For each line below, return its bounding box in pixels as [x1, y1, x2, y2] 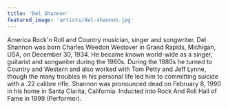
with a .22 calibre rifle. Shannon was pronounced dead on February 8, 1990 [7, 79, 222, 88]
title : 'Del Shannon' [7, 10, 70, 17]
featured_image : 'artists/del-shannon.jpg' [7, 17, 134, 23]
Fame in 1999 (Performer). [7, 94, 82, 102]
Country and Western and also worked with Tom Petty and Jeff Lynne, [7, 65, 207, 73]
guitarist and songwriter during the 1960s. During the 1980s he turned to [7, 57, 213, 66]
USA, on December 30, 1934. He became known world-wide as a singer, [7, 50, 213, 59]
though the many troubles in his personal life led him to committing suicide [7, 72, 219, 80]
